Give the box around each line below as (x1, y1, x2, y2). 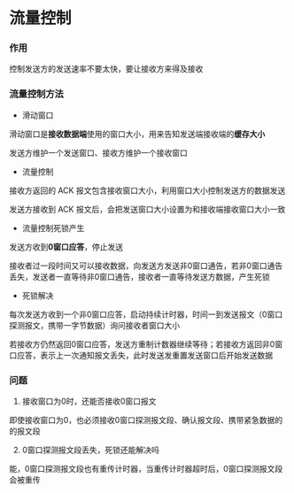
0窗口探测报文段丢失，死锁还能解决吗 (21, 444, 159, 456)
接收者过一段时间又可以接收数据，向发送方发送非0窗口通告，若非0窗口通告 (9, 260, 283, 271)
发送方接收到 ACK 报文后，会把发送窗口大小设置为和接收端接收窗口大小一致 (9, 204, 286, 214)
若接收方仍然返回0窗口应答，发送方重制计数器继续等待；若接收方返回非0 (9, 338, 275, 350)
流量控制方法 (9, 88, 65, 100)
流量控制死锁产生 (21, 222, 85, 233)
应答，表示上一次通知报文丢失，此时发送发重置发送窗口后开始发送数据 (16, 350, 273, 360)
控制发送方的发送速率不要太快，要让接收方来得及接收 (9, 64, 204, 74)
